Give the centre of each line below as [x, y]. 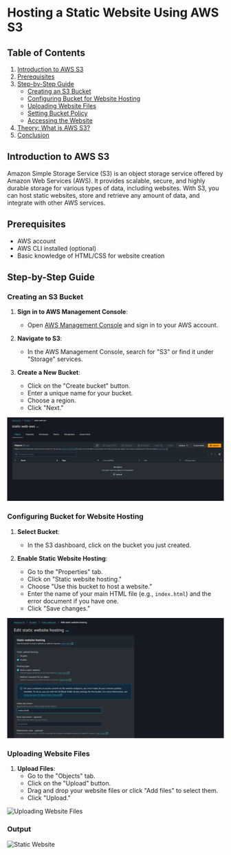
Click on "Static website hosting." [75, 579]
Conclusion [33, 135]
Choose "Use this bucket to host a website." [90, 586]
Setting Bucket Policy [57, 113]
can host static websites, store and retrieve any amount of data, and [103, 195]
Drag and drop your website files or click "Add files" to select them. [123, 791]
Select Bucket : [38, 531]
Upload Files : [36, 769]
